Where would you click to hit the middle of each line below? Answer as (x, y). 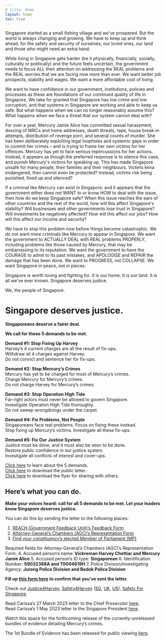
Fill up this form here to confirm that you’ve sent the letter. (66, 579)
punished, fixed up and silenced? (39, 178)
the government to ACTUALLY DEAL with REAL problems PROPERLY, (76, 239)
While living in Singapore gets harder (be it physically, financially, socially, (80, 59)
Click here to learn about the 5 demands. (47, 465)
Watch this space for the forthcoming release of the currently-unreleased (80, 618)
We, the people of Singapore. (35, 290)
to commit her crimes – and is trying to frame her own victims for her (75, 146)
